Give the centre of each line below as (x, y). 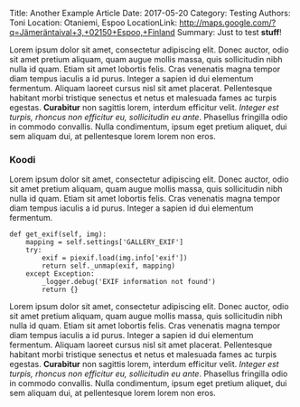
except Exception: (60, 274)
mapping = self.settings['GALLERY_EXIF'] (104, 242)
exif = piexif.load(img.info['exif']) (115, 258)
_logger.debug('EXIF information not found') (129, 282)
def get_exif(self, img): (58, 234)
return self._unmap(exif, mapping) (109, 266)
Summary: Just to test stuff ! (230, 32)
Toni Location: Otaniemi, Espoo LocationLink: (94, 23)
